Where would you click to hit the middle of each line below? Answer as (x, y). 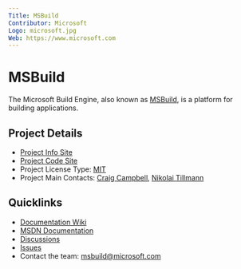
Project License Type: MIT (63, 169)
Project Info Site (46, 152)
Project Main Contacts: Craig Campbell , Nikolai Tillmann (112, 178)
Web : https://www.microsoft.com (62, 38)
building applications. (43, 108)
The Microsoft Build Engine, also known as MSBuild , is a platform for (120, 100)
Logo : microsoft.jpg (43, 30)
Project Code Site (49, 161)
